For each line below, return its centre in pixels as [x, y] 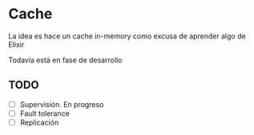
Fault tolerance [44, 113]
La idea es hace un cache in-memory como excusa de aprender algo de [127, 36]
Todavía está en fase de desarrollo [65, 60]
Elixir [16, 44]
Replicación [39, 122]
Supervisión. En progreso [62, 104]
